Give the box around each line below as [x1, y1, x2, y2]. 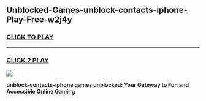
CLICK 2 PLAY [6, 56, 49, 64]
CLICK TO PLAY [6, 33, 54, 42]
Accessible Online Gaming [6, 88, 75, 95]
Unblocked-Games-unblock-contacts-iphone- [6, 5, 188, 15]
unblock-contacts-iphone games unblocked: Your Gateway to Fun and [6, 81, 189, 88]
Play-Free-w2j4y [6, 15, 72, 25]
